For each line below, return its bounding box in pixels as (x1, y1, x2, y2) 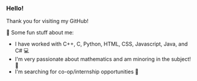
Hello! (6, 4, 24, 12)
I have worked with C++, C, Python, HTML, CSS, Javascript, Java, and (14, 40, 188, 48)
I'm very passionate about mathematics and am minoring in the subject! (14, 56, 191, 63)
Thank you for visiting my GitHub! (6, 18, 89, 25)
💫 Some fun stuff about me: (6, 29, 74, 36)
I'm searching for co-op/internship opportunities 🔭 (14, 68, 139, 75)
